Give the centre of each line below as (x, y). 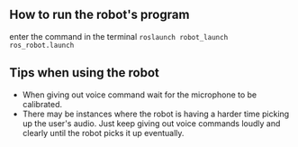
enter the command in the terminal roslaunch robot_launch (119, 36)
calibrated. (42, 104)
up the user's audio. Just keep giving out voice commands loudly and (151, 123)
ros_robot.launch (42, 45)
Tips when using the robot (85, 73)
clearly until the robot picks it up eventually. (103, 133)
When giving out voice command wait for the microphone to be (140, 95)
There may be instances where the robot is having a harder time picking (156, 114)
